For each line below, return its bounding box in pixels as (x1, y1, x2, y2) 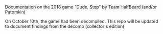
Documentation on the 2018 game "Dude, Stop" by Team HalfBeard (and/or (5, 4, 157, 10)
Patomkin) (5, 9, 26, 15)
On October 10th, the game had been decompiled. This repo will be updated (5, 19, 158, 24)
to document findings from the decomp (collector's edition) (5, 23, 125, 29)
